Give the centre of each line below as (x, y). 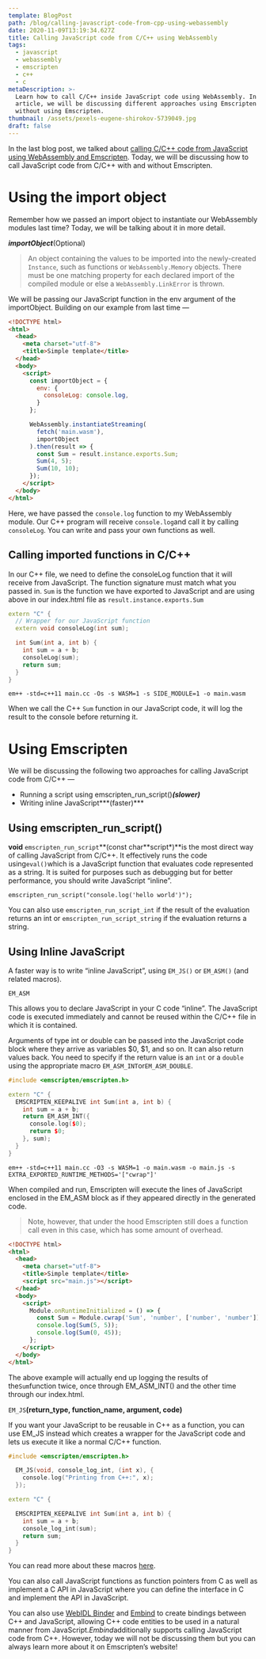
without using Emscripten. (60, 112)
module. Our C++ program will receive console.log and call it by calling (123, 521)
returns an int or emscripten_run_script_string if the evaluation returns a (127, 919)
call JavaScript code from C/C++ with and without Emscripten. (110, 165)
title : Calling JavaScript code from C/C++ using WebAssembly (113, 38)
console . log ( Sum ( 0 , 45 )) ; (80, 1333)
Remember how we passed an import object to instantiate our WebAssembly (133, 219)
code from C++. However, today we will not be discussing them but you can (132, 1638)
